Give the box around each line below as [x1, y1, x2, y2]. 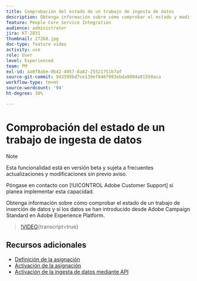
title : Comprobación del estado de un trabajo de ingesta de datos [6, 8, 175, 15]
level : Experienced [6, 57, 54, 63]
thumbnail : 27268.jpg [6, 36, 59, 42]
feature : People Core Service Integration [6, 19, 111, 25]
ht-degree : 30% [6, 90, 43, 96]
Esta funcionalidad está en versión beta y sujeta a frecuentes [6, 164, 154, 171]
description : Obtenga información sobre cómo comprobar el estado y [6, 14, 177, 20]
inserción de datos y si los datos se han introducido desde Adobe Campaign [6, 205, 191, 212]
